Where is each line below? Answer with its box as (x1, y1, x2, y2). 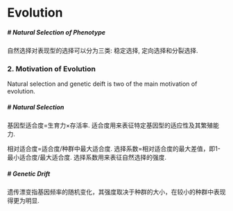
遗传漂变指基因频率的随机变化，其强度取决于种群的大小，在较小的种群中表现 (7, 188, 226, 196)
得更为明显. (7, 196, 40, 205)
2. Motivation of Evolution (7, 64, 96, 74)
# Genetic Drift (7, 169, 51, 178)
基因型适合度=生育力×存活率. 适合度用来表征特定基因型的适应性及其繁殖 (7, 121, 214, 129)
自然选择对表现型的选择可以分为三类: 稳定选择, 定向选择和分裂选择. (7, 46, 198, 55)
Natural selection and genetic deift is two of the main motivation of (7, 80, 198, 88)
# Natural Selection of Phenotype (7, 28, 106, 36)
